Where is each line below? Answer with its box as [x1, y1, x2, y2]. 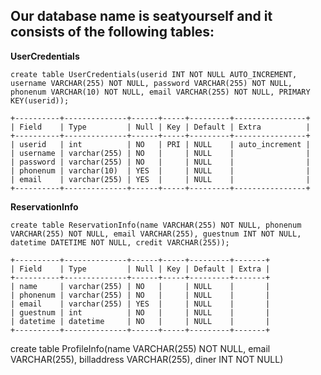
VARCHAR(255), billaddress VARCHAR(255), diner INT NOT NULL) [10, 353, 284, 365]
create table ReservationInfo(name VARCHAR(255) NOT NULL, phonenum [10, 220, 302, 230]
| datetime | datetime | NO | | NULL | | [10, 316, 271, 326]
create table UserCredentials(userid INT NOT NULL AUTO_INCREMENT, [10, 69, 298, 79]
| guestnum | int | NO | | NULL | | [10, 307, 271, 318]
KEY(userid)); [10, 95, 70, 106]
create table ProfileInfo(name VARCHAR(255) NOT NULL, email [10, 342, 271, 354]
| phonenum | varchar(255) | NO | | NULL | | [10, 290, 271, 300]
